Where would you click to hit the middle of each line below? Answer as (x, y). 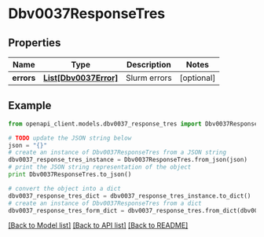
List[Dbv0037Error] (81, 78)
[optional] (198, 78)
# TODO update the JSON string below (70, 138)
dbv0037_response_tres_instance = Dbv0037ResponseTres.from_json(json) (128, 160)
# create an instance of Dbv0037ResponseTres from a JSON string (117, 153)
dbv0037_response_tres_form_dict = (66, 210)
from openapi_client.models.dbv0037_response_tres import (105, 124)
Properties (35, 43)
